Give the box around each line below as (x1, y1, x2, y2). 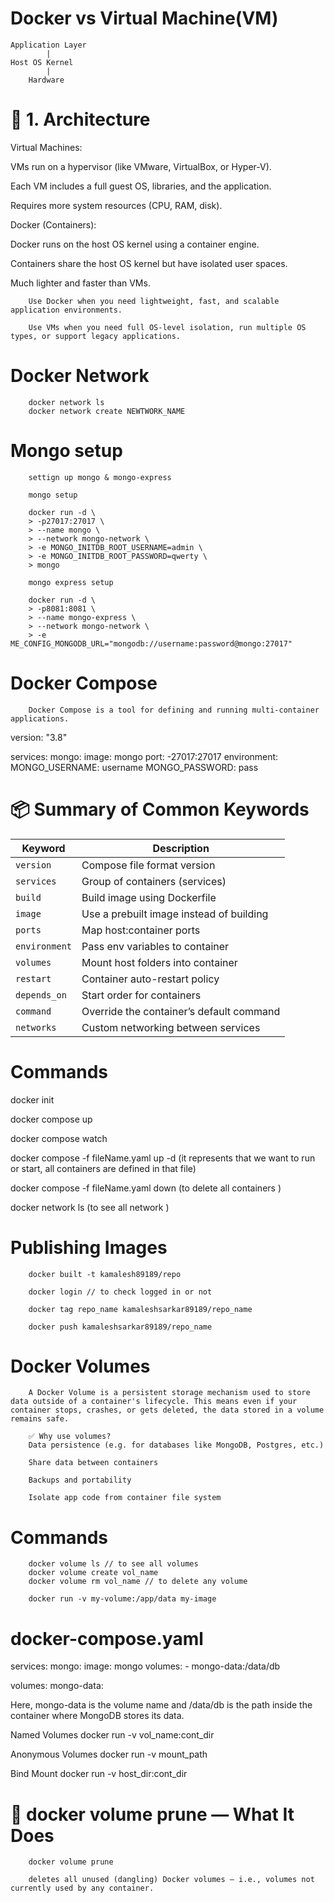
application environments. (10, 305, 123, 315)
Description (152, 841, 210, 855)
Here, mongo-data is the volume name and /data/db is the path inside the (10, 1699, 313, 1711)
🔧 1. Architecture (10, 108, 151, 131)
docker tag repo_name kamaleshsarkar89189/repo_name (28, 1304, 253, 1314)
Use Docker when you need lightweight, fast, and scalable (28, 296, 280, 306)
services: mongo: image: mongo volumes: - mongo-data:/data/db (10, 1660, 281, 1672)
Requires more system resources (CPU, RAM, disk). (10, 199, 223, 211)
